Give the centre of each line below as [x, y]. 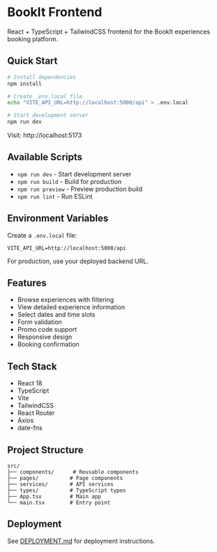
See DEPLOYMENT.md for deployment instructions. [81, 541]
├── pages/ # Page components [65, 479]
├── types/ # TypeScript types [67, 490]
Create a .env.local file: [42, 235]
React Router [36, 413]
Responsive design [45, 337]
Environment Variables [58, 219]
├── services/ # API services [60, 484]
